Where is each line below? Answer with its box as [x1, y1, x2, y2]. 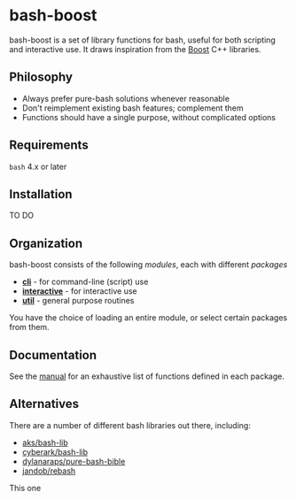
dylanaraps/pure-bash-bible [21, 456, 126, 466]
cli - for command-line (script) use [21, 276, 149, 288]
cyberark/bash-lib [21, 446, 89, 457]
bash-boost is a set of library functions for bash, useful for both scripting [9, 35, 277, 45]
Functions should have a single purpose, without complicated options [21, 112, 277, 122]
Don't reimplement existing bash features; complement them [21, 103, 244, 113]
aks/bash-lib [21, 437, 68, 448]
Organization [9, 235, 82, 250]
